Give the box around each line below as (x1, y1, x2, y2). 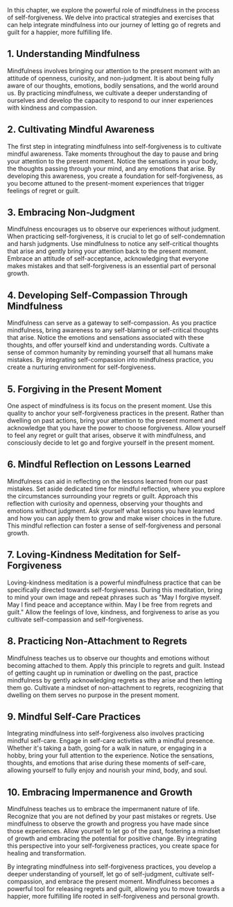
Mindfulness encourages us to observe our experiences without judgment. (7, 225, 221, 234)
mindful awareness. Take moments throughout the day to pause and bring (7, 149, 218, 158)
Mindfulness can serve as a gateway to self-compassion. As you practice (7, 319, 217, 327)
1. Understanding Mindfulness (7, 48, 140, 60)
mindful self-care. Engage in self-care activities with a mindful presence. (7, 737, 215, 745)
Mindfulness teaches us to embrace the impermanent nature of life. (7, 805, 200, 813)
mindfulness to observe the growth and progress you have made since (7, 819, 209, 828)
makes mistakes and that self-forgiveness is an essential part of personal (7, 262, 216, 270)
